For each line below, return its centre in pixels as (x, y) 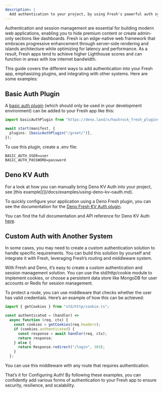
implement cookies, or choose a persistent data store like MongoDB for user (81, 278)
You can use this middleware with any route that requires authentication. (77, 366)
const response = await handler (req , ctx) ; (63, 334)
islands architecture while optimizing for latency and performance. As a (76, 49)
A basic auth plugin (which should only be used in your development (73, 106)
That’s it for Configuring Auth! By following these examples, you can (73, 375)
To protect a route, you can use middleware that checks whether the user (78, 293)
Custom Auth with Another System (59, 236)
